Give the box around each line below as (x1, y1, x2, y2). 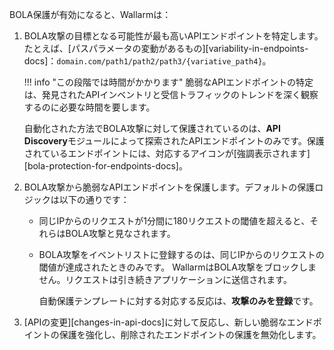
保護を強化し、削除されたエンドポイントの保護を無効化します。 (58, 329, 322, 340)
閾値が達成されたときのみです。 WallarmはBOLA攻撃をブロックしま (38, 261, 317, 273)
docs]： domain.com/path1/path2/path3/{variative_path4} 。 (23, 55, 272, 67)
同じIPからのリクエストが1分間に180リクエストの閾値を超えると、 (38, 215, 311, 227)
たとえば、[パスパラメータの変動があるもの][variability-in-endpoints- (23, 43, 309, 54)
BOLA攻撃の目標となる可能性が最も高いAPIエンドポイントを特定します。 (23, 30, 324, 42)
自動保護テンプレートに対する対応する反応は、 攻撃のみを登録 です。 (38, 295, 319, 307)
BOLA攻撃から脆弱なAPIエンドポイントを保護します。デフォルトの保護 (23, 181, 316, 193)
